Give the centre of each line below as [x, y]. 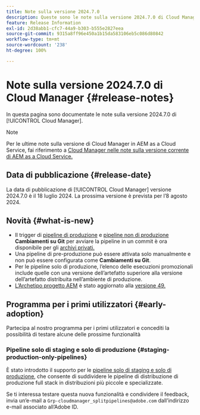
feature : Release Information [44, 23]
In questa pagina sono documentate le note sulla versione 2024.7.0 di [91, 114]
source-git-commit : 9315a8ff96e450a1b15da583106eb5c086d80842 [85, 34]
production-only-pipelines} [47, 357]
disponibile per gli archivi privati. [55, 248]
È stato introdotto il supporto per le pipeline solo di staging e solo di [89, 370]
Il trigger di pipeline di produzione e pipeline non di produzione [92, 235]
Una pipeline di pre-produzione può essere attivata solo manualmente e [103, 254]
